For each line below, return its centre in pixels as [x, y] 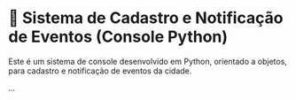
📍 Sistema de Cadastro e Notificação [146, 18]
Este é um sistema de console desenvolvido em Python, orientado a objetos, [148, 61]
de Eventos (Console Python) [118, 37]
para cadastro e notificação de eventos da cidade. [100, 71]
